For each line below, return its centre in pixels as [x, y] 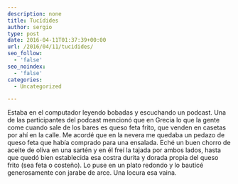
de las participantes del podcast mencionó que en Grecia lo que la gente [114, 120]
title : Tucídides [33, 21]
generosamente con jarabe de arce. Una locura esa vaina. [92, 173]
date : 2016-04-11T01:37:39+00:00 [57, 40]
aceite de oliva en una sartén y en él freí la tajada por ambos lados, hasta [114, 150]
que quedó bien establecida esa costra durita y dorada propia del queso [113, 158]
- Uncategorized [38, 86]
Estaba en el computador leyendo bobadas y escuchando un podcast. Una [117, 113]
